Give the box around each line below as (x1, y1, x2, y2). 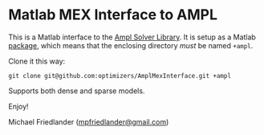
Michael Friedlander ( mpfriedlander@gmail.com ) (8, 117, 169, 126)
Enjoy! (8, 101, 30, 111)
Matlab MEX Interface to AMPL (8, 6, 218, 24)
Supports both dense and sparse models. (8, 86, 145, 96)
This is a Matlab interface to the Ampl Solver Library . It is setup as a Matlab (8, 32, 257, 42)
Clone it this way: (8, 56, 66, 66)
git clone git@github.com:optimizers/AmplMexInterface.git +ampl (8, 72, 231, 80)
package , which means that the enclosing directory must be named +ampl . (8, 40, 254, 50)
